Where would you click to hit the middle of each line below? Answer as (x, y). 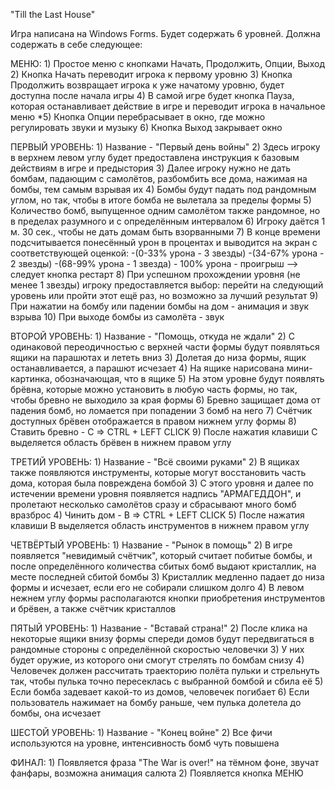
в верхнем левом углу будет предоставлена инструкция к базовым (155, 157)
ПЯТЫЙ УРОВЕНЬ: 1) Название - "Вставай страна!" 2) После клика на (159, 628)
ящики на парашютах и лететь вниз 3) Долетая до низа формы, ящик (158, 357)
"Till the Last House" (53, 14)
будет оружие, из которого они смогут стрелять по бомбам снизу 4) (157, 660)
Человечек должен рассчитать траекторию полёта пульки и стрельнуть (165, 670)
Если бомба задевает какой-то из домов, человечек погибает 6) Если (160, 692)
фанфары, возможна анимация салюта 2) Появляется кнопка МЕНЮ (157, 773)
